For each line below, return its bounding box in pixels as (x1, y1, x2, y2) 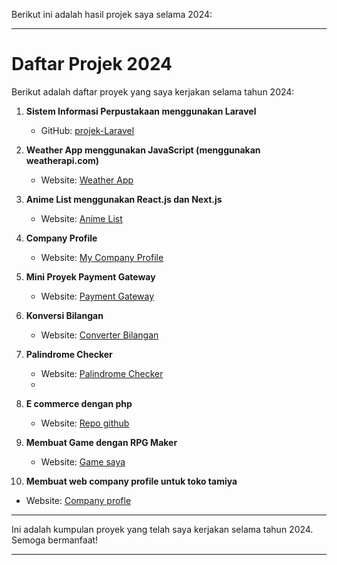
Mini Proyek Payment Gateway (25, 270, 156, 283)
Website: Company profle (25, 494, 132, 506)
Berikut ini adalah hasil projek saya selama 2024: (11, 9, 213, 20)
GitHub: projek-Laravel (40, 124, 135, 136)
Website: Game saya (40, 455, 126, 468)
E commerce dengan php (25, 397, 133, 409)
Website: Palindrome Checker (40, 367, 164, 379)
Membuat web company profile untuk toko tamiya (25, 475, 238, 487)
